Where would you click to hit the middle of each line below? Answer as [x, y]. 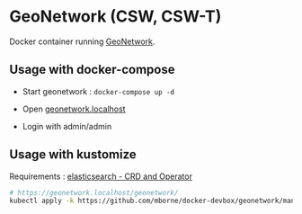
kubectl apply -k [42, 201]
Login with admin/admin [67, 126]
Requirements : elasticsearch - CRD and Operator [101, 176]
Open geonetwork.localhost [74, 109]
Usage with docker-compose [92, 70]
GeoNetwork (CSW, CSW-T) [115, 17]
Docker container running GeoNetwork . [82, 41]
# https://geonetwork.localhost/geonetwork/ [94, 192]
